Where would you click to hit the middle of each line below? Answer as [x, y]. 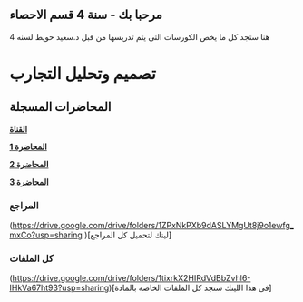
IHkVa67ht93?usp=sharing [59, 288]
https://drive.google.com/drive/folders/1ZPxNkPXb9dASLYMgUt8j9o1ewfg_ [153, 226]
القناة [19, 129]
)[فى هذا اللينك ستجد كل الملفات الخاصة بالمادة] [190, 288]
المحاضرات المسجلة [60, 107]
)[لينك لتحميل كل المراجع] [128, 235]
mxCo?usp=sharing [46, 235]
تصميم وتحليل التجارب [83, 74]
